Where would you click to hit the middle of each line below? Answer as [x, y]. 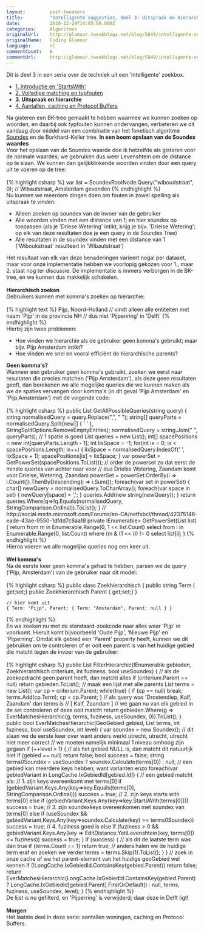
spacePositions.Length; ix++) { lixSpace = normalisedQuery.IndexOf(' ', [96, 449]
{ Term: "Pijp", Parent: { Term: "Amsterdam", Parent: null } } [89, 608]
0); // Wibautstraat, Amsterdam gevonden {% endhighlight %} [83, 189]
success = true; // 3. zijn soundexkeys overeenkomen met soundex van [96, 807]
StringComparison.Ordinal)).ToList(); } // [56, 507]
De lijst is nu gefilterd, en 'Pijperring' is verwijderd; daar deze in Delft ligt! [97, 897]
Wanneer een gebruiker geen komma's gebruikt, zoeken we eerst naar [94, 371]
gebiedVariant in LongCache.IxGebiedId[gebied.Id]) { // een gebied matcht [100, 774]
